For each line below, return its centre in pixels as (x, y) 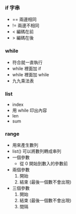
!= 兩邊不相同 (26, 26)
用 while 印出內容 (30, 110)
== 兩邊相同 (24, 19)
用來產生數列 (25, 145)
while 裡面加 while (31, 74)
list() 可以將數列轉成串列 (37, 152)
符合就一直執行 (27, 62)
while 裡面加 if (26, 68)
